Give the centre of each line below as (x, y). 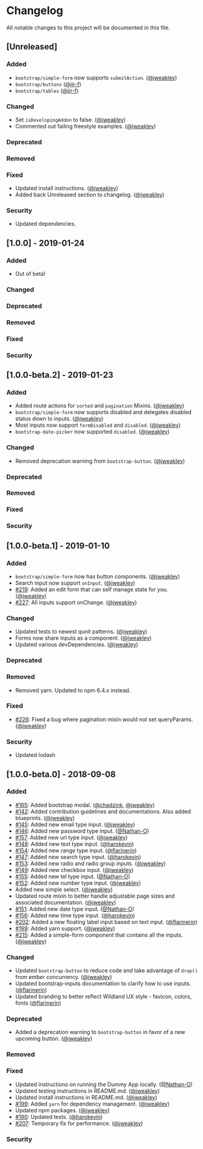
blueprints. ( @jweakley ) (45, 818)
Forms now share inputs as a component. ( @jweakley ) (83, 638)
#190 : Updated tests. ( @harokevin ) (59, 1117)
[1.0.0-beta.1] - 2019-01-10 (58, 546)
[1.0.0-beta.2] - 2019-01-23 (60, 375)
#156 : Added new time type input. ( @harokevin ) (75, 915)
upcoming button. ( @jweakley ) (54, 1039)
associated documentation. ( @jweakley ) (66, 902)
